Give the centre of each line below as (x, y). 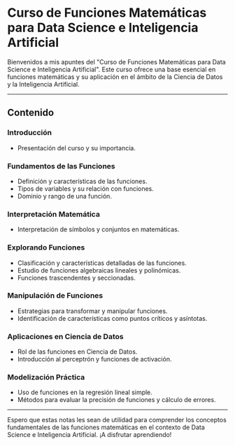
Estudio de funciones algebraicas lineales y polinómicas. (99, 270)
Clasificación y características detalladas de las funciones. (102, 263)
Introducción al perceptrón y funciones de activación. (94, 359)
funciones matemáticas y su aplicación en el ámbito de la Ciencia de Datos (115, 77)
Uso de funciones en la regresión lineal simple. (85, 392)
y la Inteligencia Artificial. (43, 84)
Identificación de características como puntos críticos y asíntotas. (112, 318)
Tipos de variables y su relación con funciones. (85, 188)
